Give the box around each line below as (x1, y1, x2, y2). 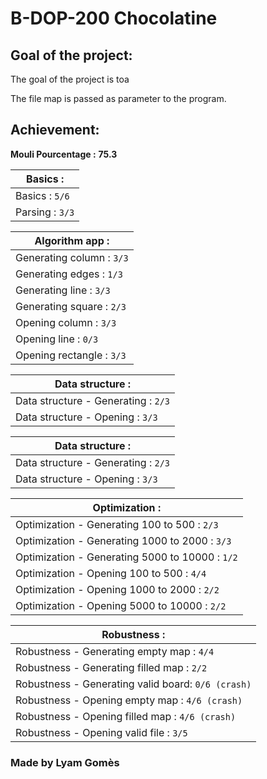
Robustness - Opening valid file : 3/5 (15, 725, 188, 739)
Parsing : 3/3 (15, 205, 75, 219)
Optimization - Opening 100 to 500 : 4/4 (15, 566, 207, 580)
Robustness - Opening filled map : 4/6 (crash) (15, 709, 237, 723)
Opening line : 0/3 (15, 332, 99, 346)
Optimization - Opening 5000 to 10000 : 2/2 (15, 598, 227, 612)
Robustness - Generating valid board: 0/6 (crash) (15, 677, 252, 691)
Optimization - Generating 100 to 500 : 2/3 (15, 517, 219, 531)
